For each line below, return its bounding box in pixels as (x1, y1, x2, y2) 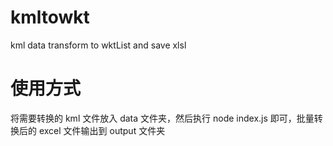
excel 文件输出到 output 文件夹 (38, 124, 166, 136)
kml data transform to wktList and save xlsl (10, 39, 187, 51)
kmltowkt (10, 6, 90, 29)
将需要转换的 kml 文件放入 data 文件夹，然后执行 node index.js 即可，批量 (10, 112, 315, 124)
